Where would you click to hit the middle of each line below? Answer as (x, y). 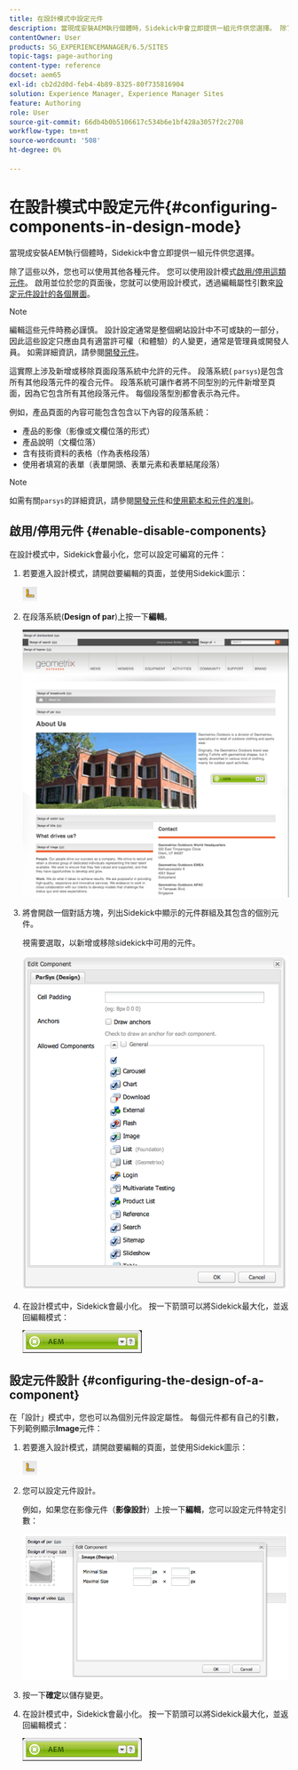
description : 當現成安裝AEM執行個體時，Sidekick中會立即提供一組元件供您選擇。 (143, 28)
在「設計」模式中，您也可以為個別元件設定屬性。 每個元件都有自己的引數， (146, 1417)
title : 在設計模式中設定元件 (56, 19)
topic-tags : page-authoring (61, 56)
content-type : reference (55, 66)
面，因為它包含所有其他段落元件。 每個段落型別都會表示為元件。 (127, 393)
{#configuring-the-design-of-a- (173, 1380)
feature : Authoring (45, 103)
